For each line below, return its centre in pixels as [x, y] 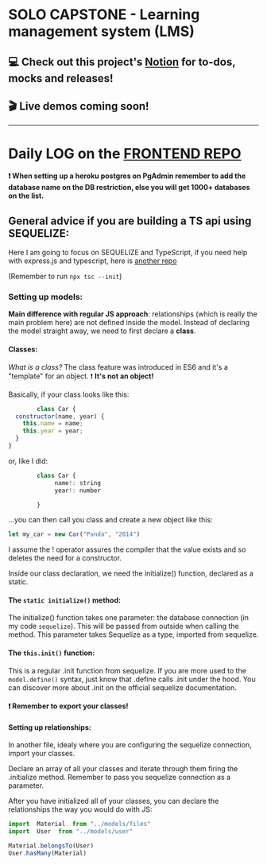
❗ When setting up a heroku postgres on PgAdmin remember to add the [127, 176]
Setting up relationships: [50, 727]
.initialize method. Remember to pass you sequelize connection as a [120, 778]
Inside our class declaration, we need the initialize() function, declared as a [131, 573]
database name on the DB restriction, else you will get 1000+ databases [129, 188]
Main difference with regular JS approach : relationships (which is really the [133, 314]
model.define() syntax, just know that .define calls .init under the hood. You [132, 679]
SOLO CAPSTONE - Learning [104, 15]
